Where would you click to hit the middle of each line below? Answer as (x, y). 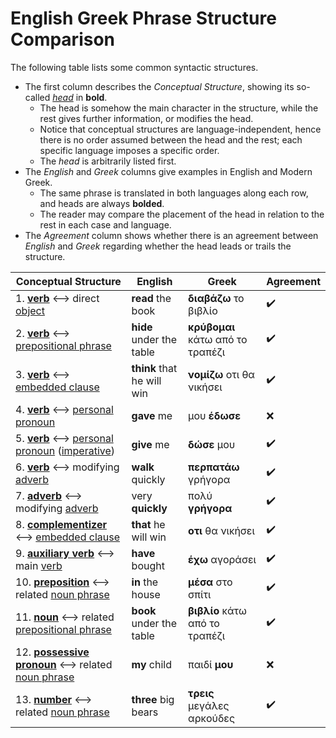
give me (150, 444)
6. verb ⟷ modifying (67, 467)
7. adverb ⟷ (49, 495)
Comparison (63, 39)
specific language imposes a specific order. (129, 150)
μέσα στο (210, 582)
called (37, 97)
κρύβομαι (212, 327)
